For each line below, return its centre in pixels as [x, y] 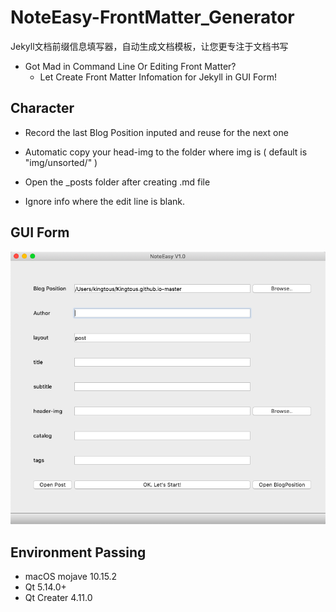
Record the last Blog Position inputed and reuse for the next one [156, 132]
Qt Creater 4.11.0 [58, 597]
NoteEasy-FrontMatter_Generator [152, 17]
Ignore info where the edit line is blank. [105, 201]
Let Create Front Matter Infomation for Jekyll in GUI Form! [158, 77]
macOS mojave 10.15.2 [71, 576]
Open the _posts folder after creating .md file [117, 182]
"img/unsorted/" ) [61, 162]
